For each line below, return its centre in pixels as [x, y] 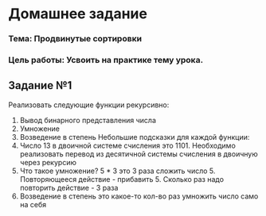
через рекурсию [48, 162]
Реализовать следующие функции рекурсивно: [89, 105]
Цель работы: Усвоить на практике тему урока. [106, 60]
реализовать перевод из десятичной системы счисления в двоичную [139, 154]
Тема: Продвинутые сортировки [75, 39]
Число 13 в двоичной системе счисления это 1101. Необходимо [128, 145]
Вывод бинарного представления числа [88, 120]
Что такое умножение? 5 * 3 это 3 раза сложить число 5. [117, 171]
